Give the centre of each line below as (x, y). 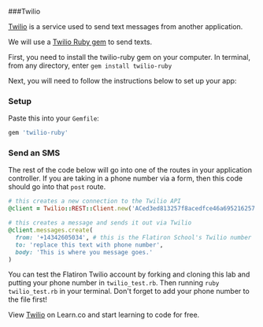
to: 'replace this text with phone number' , (89, 245)
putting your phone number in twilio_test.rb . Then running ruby (114, 283)
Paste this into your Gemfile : (54, 118)
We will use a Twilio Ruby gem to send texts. (80, 42)
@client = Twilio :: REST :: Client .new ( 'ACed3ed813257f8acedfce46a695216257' (133, 209)
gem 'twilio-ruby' (38, 133)
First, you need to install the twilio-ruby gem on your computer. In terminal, (129, 57)
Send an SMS (34, 153)
